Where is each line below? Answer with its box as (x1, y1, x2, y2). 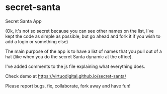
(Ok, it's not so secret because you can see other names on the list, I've (5, 28, 154, 34)
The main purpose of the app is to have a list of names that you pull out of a (5, 48, 162, 54)
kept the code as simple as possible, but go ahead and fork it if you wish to (5, 33, 161, 39)
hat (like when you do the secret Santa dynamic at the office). (5, 53, 133, 59)
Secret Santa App (5, 18, 42, 24)
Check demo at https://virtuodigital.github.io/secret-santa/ (5, 73, 127, 79)
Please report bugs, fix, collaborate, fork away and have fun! (5, 82, 131, 89)
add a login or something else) (5, 38, 68, 44)
